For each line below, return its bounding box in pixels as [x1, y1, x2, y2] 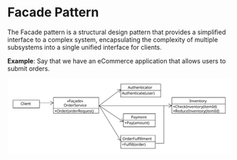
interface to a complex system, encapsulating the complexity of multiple [7, 35, 219, 43]
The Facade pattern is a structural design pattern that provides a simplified [7, 28, 226, 36]
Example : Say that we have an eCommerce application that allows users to [7, 56, 226, 65]
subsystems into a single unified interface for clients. [7, 43, 162, 51]
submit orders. [7, 64, 50, 73]
